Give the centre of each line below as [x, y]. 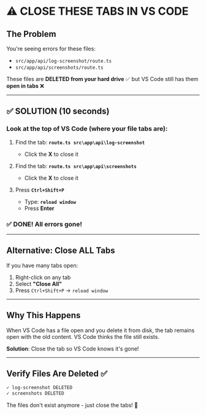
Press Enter [39, 208]
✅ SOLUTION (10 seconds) [58, 111]
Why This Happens [44, 315]
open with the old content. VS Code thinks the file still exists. [83, 336]
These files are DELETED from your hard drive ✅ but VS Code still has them [102, 79]
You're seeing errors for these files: [51, 48]
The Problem [31, 34]
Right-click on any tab [43, 277]
